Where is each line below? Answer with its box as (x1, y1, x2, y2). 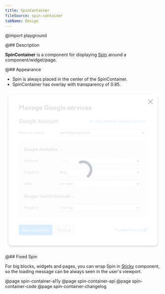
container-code (5, 283, 37, 289)
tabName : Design (5, 18, 39, 23)
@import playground (5, 33, 47, 39)
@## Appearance (5, 67, 41, 73)
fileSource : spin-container (5, 13, 63, 18)
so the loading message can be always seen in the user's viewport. (5, 268, 142, 274)
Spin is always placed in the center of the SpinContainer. (12, 76, 127, 82)
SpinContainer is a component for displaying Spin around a (5, 52, 127, 58)
